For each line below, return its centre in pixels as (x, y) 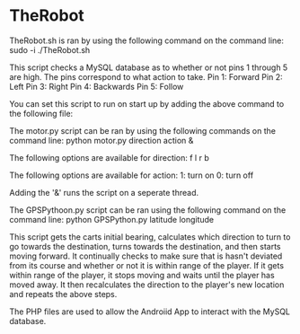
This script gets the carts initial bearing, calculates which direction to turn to (150, 237)
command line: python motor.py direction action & (101, 140)
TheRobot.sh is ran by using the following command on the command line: (147, 40)
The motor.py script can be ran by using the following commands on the (143, 130)
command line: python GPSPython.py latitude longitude (112, 219)
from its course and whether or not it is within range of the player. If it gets (147, 265)
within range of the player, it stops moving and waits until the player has (142, 275)
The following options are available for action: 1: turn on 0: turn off (132, 175)
